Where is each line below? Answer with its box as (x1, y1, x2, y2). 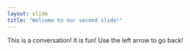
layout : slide (7, 10, 49, 17)
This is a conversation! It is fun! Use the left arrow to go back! (7, 36, 184, 44)
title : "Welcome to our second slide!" (7, 17, 123, 24)
